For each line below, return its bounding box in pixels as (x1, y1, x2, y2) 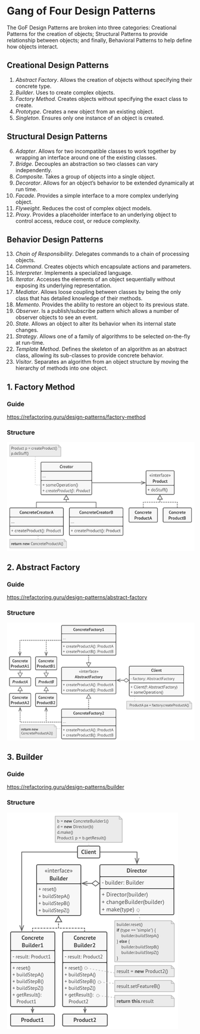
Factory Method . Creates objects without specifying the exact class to (15, 95, 188, 102)
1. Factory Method (7, 382, 75, 392)
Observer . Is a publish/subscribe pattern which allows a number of (15, 308, 179, 315)
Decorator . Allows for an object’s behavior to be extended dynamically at (15, 179, 195, 186)
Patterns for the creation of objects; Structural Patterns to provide (7, 30, 168, 37)
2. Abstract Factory (7, 562, 80, 572)
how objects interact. (7, 43, 59, 50)
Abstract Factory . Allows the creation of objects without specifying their (15, 76, 192, 83)
